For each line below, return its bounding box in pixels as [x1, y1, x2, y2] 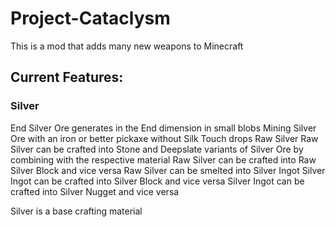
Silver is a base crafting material [10, 205, 143, 217]
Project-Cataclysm [10, 7, 171, 30]
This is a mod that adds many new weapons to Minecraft [10, 40, 244, 52]
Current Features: [10, 69, 124, 86]
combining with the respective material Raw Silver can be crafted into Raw [10, 153, 317, 166]
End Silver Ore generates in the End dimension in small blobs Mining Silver [10, 122, 317, 134]
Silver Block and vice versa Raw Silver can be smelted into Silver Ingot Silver [10, 164, 326, 176]
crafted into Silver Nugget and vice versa [10, 185, 180, 197]
